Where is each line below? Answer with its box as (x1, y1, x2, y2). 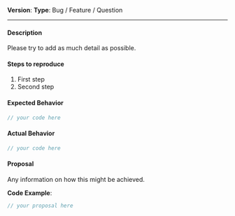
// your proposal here (7, 202, 73, 209)
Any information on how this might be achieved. (7, 175, 145, 183)
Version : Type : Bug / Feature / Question (7, 6, 123, 14)
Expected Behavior (7, 99, 64, 107)
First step (17, 75, 45, 84)
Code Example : (7, 188, 52, 197)
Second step (17, 83, 55, 91)
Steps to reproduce (7, 59, 64, 68)
